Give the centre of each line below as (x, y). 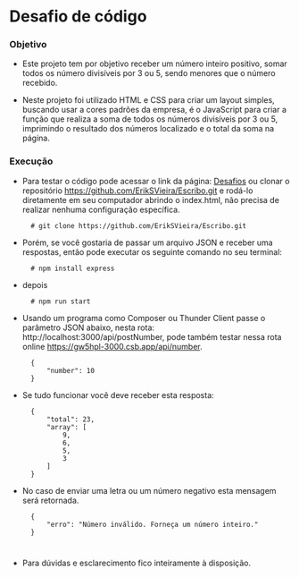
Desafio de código (78, 17)
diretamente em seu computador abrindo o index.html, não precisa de (150, 199)
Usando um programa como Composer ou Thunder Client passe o (144, 318)
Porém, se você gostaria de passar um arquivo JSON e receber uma (148, 242)
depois (35, 284)
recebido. (40, 83)
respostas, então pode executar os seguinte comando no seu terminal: (152, 251)
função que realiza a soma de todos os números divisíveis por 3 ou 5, (150, 119)
